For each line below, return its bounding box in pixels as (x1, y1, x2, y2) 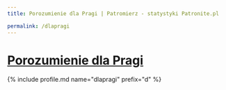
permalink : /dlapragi (7, 22, 70, 30)
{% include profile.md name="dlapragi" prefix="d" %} (7, 75, 162, 84)
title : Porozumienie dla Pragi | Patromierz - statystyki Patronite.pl (7, 10, 219, 17)
